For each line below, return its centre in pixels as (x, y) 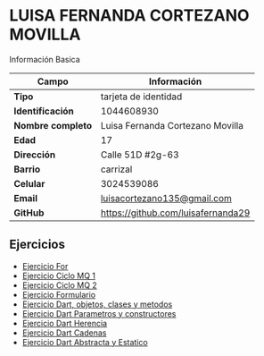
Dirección (35, 155)
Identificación (44, 111)
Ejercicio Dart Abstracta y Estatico (85, 342)
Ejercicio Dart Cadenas (64, 333)
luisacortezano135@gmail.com (166, 198)
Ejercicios (37, 245)
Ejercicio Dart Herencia (65, 323)
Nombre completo (53, 125)
